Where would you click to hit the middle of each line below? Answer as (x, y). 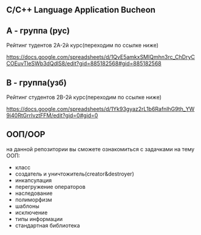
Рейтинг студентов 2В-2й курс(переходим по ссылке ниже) (84, 97)
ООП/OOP (26, 135)
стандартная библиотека (47, 225)
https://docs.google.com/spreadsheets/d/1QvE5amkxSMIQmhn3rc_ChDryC (101, 57)
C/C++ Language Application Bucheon (81, 10)
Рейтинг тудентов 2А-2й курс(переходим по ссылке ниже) (83, 46)
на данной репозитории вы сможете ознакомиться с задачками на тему (101, 149)
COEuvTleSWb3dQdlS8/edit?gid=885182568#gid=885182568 (84, 64)
